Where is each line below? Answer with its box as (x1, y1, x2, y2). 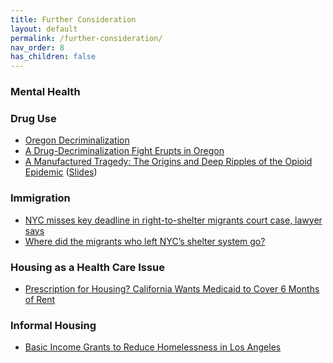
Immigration (10, 191, 71, 205)
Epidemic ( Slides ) (24, 166, 98, 178)
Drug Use (10, 111, 57, 125)
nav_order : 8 (10, 42, 65, 53)
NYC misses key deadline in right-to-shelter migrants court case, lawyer (24, 214, 323, 226)
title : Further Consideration (10, 14, 137, 25)
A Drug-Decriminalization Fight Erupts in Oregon (24, 145, 225, 157)
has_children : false (10, 52, 97, 62)
